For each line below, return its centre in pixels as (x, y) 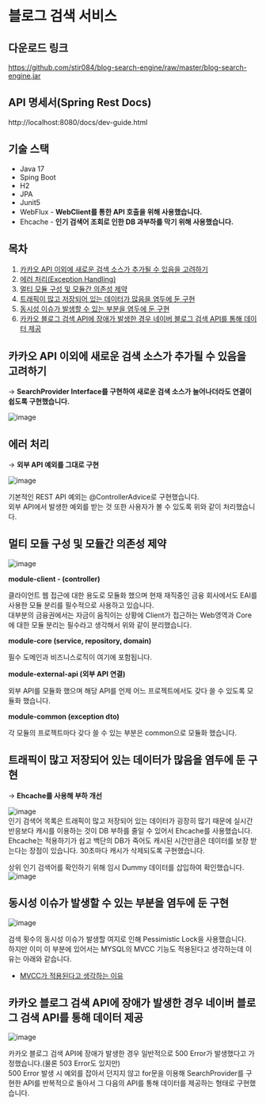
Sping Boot (38, 177)
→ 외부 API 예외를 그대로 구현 (53, 465)
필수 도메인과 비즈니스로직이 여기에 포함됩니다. (80, 657)
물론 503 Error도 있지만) (83, 1063)
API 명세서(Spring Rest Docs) (80, 103)
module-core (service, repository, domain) (80, 640)
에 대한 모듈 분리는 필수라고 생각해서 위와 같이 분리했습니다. (100, 625)
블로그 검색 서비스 (63, 16)
